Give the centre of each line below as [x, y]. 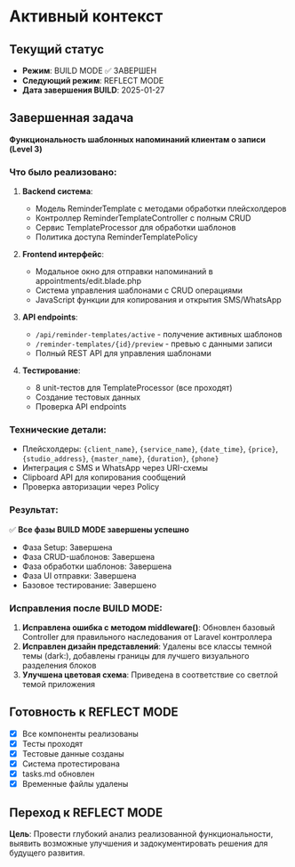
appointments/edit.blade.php [88, 281]
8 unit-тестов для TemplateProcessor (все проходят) [134, 388]
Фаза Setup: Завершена [67, 547]
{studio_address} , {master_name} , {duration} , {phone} [120, 458]
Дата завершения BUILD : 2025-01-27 [93, 90]
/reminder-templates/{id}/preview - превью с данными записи [154, 344]
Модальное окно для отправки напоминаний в [124, 271]
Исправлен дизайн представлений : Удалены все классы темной [147, 646]
